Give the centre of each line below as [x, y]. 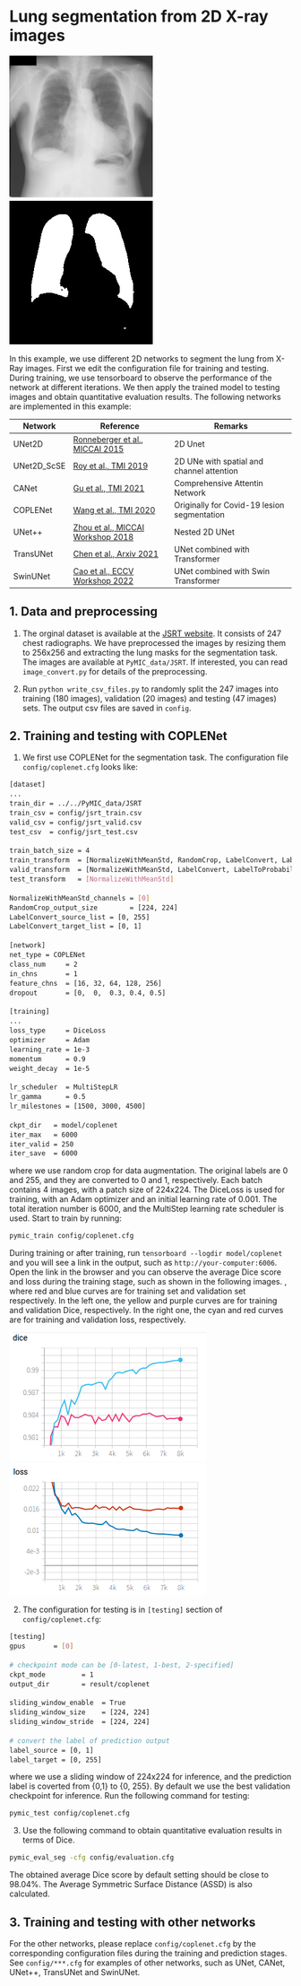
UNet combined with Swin [222, 571]
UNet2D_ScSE [39, 466]
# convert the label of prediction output [90, 1741]
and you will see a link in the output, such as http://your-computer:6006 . [143, 1263]
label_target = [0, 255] [56, 1760]
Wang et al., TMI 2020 [114, 510]
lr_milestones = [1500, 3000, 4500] [77, 1106]
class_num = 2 [43, 964]
